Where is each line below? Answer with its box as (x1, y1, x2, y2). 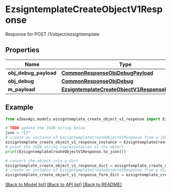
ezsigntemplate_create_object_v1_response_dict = (5, 163, 113, 168)
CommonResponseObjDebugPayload (61, 69, 154, 76)
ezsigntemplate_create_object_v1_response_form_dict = (5, 172, 124, 178)
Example (5, 103, 34, 112)
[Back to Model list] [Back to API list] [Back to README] (5, 181, 122, 188)
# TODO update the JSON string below (5, 126, 85, 131)
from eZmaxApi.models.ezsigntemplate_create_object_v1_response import (5, 117, 160, 122)
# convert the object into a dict (5, 158, 79, 163)
